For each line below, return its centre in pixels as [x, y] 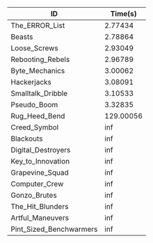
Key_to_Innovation [40, 161]
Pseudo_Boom [34, 105]
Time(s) [123, 14]
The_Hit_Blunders [40, 206]
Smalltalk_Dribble [39, 93]
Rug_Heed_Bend [38, 116]
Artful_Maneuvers [40, 218]
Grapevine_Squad [40, 172]
